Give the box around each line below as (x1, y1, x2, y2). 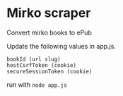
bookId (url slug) (6, 55, 61, 63)
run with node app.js (6, 80, 68, 89)
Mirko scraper (6, 5, 91, 21)
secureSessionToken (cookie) (6, 68, 93, 75)
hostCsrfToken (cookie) (6, 61, 77, 68)
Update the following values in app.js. (6, 42, 116, 50)
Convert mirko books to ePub (6, 28, 93, 37)
